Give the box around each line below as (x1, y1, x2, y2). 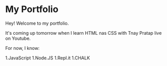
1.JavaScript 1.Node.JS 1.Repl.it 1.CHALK (5, 54, 90, 61)
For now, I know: (5, 45, 40, 51)
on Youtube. (5, 35, 31, 41)
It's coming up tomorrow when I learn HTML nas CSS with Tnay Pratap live (5, 30, 162, 36)
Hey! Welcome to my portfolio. (5, 20, 69, 26)
